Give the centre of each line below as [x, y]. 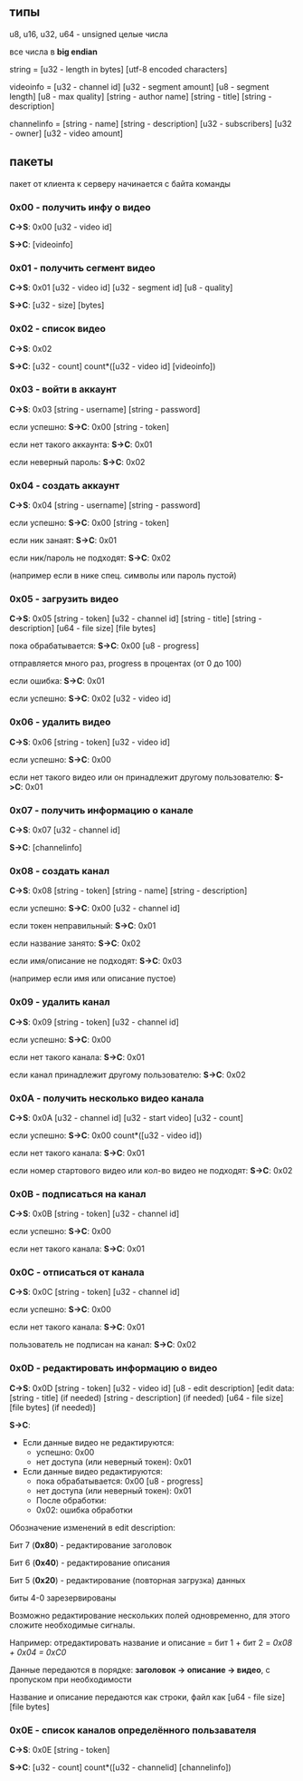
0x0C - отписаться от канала [77, 1272]
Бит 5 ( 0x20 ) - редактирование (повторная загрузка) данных [128, 1580]
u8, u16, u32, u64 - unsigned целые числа [89, 34]
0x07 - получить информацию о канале [102, 810]
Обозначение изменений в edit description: [93, 1527]
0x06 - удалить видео [60, 722]
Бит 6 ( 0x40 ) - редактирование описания [90, 1562]
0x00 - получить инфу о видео [80, 207]
